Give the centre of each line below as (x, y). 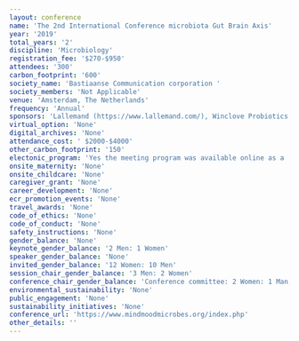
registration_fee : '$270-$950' (67, 59)
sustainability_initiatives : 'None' (77, 306)
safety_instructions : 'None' (63, 232)
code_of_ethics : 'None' (53, 215)
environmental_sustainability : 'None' (81, 289)
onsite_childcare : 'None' (57, 174)
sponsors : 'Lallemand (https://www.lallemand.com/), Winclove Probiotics (149, 116)
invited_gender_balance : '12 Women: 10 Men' (93, 266)
